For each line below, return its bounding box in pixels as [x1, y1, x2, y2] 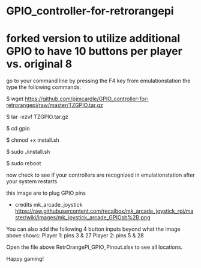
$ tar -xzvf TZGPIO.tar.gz [6, 113, 69, 121]
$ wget [6, 95, 24, 103]
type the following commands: [6, 84, 82, 91]
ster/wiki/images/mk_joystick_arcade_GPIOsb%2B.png [14, 214, 151, 221]
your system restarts [6, 178, 58, 185]
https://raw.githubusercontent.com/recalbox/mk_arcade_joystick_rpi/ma [14, 207, 194, 215]
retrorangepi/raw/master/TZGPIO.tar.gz [6, 102, 103, 109]
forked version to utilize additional [6, 32, 181, 46]
